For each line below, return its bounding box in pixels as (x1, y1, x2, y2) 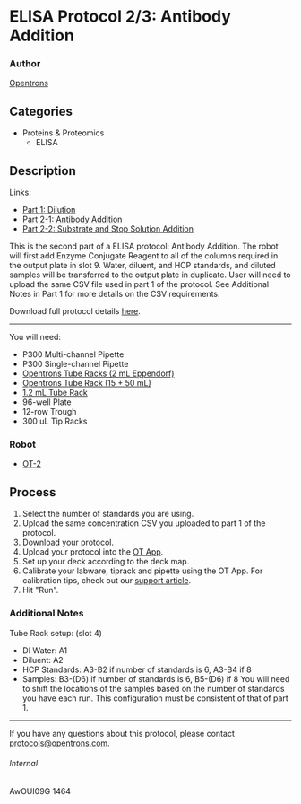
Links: (9, 187, 31, 198)
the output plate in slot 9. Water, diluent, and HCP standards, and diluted (9, 260, 276, 271)
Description (9, 163, 76, 179)
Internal (9, 758, 39, 769)
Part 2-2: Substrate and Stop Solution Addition (21, 223, 194, 234)
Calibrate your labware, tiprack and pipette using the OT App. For (21, 565, 263, 576)
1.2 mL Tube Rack (21, 388, 88, 398)
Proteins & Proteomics (21, 127, 105, 138)
